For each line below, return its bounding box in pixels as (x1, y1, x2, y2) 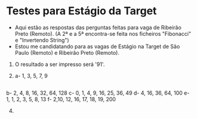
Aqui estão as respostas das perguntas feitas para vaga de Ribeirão (14, 24, 182, 31)
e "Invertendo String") (14, 36, 70, 43)
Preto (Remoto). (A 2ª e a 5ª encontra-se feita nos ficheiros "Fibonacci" (14, 30, 192, 37)
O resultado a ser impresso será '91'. (14, 61, 105, 68)
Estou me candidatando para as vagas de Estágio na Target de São (14, 43, 180, 50)
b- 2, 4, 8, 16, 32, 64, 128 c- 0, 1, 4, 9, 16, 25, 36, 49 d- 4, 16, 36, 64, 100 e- (6, 89, 190, 96)
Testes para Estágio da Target (6, 4, 157, 18)
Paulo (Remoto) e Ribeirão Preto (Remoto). (14, 49, 119, 56)
